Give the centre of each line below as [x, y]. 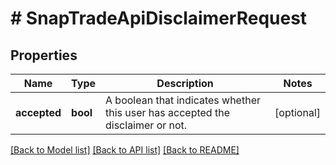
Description [185, 83]
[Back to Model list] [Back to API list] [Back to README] [125, 150]
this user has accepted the [167, 112]
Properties [44, 55]
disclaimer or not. [146, 125]
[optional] [297, 112]
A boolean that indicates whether [183, 100]
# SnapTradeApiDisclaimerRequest [159, 18]
